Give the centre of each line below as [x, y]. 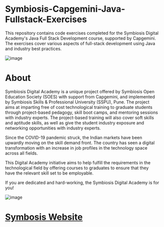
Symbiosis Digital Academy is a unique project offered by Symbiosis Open [80, 91]
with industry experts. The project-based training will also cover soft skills [80, 117]
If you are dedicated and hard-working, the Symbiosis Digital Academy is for [82, 182]
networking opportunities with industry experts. [53, 128]
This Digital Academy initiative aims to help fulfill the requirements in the [78, 162]
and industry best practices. [34, 49]
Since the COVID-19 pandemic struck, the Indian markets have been [74, 137]
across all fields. [22, 153]
